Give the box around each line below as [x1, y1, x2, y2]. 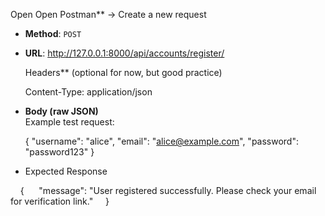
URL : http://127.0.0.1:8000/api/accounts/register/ [24, 47, 225, 59]
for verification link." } [10, 195, 110, 207]
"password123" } [24, 146, 95, 158]
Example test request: [24, 116, 115, 128]
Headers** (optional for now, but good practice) [24, 67, 223, 78]
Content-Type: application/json [24, 86, 153, 98]
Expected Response [24, 165, 108, 177]
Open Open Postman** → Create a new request [10, 9, 207, 20]
